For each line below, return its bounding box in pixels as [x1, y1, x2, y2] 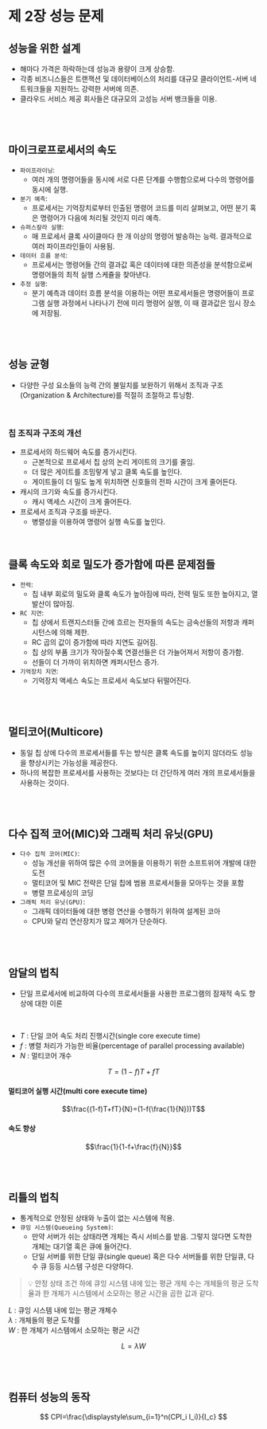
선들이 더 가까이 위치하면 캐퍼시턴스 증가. [31, 657, 160, 666]
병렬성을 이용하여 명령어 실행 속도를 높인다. [31, 516, 166, 526]
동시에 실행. [31, 184, 68, 194]
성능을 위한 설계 [8, 41, 81, 55]
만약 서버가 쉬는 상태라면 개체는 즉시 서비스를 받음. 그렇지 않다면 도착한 [31, 1232, 253, 1242]
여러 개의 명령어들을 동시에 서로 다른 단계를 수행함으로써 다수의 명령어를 [31, 175, 255, 184]
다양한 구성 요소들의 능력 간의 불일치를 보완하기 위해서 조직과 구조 [19, 380, 224, 390]
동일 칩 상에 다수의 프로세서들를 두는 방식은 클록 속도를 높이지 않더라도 [19, 748, 238, 757]
